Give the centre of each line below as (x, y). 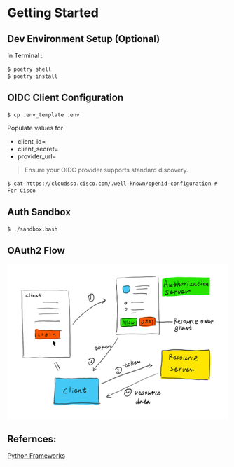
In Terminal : (25, 55)
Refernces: (32, 439)
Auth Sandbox (39, 212)
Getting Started (53, 13)
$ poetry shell (29, 69)
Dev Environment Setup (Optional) (84, 39)
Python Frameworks (36, 455)
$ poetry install (33, 76)
